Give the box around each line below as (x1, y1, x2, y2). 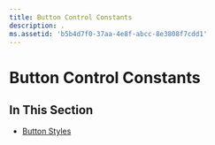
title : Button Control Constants (9, 12, 133, 22)
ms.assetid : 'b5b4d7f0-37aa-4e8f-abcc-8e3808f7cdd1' (9, 29, 208, 38)
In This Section (9, 103, 94, 118)
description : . (9, 21, 65, 30)
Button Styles (21, 126, 72, 137)
